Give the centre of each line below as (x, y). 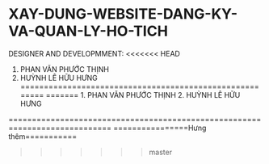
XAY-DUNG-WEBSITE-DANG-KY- (123, 14)
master (160, 152)
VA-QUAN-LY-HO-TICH (88, 31)
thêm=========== (43, 136)
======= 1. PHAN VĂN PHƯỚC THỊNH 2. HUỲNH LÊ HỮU (143, 95)
